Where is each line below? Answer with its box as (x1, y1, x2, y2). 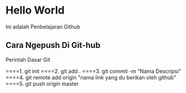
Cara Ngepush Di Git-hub (5, 40, 100, 50)
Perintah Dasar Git (5, 56, 51, 63)
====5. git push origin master (5, 80, 79, 87)
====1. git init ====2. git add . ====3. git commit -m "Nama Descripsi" (5, 68, 182, 75)
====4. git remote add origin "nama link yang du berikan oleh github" (5, 73, 176, 81)
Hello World (5, 4, 65, 17)
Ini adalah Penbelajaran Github (5, 23, 81, 30)
